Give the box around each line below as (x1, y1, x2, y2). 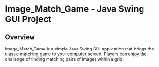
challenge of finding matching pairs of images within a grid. (5, 56, 124, 62)
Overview (5, 33, 35, 41)
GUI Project (5, 14, 52, 25)
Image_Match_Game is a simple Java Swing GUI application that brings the (5, 46, 154, 51)
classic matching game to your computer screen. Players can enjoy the (5, 51, 147, 57)
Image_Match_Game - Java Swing (5, 3, 144, 15)
